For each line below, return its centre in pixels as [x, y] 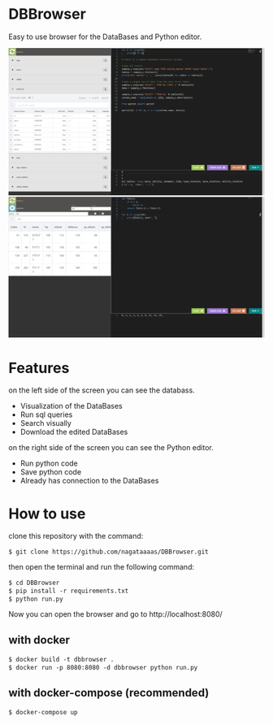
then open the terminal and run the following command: [102, 567]
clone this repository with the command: [76, 536]
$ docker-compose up [43, 712]
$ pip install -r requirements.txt [69, 591]
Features [39, 368]
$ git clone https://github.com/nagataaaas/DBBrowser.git [108, 552]
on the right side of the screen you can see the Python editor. [111, 448]
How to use [47, 514]
